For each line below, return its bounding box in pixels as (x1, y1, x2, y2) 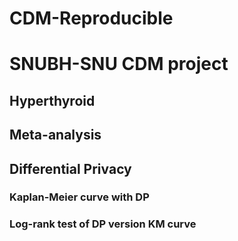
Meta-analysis (9, 127, 102, 144)
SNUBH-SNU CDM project (9, 53, 229, 76)
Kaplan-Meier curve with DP (9, 190, 150, 204)
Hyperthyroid (9, 92, 96, 109)
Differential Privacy (9, 160, 132, 177)
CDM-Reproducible (9, 7, 174, 30)
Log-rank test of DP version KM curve (9, 217, 197, 231)
